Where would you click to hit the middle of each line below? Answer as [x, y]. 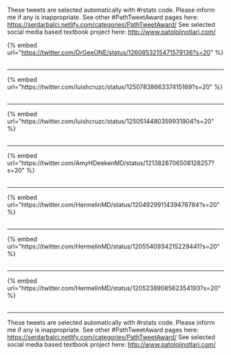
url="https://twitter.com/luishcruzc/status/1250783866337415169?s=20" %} [115, 87]
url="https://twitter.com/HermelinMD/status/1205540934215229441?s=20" [113, 246]
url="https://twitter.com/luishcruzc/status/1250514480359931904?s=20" [111, 121]
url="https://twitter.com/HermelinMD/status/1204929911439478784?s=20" [113, 205]
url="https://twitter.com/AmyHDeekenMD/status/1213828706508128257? [111, 163]
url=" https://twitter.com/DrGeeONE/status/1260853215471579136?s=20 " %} [115, 52]
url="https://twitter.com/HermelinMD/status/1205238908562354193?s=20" [114, 288]
